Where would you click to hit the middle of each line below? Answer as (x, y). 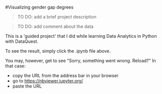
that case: (15, 66)
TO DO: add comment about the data (55, 26)
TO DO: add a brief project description (57, 17)
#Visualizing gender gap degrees (39, 7)
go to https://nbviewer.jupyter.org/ (48, 81)
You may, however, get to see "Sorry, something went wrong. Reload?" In (80, 61)
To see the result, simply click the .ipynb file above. (58, 51)
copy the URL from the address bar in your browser (65, 76)
